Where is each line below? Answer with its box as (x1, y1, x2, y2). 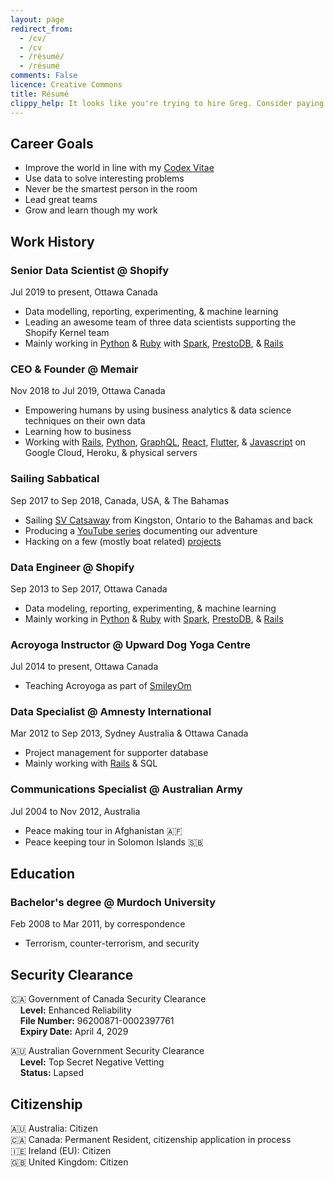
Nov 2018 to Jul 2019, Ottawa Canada (10, 385, 166, 397)
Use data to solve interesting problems (24, 172, 185, 185)
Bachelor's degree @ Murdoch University (10, 896, 217, 910)
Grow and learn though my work (24, 204, 158, 216)
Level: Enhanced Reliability (19, 1004, 132, 1016)
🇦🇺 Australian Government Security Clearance (10, 1045, 205, 1057)
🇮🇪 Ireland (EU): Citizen (10, 1145, 112, 1157)
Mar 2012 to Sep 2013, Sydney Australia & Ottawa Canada (10, 727, 249, 740)
